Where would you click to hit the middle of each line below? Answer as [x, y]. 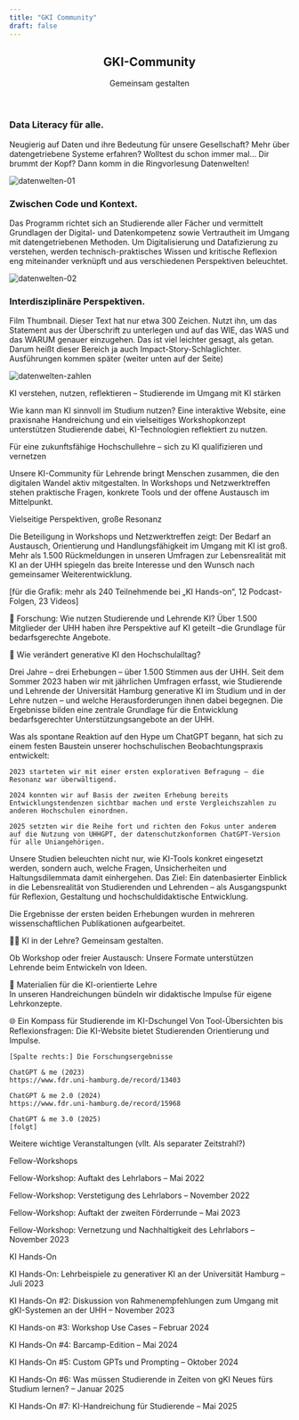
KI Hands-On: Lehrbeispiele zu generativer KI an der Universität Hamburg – [147, 1274]
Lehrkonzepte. [36, 1003]
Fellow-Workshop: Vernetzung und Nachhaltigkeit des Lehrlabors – [132, 1230]
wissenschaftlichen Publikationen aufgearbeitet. [97, 923]
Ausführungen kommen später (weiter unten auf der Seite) [117, 359]
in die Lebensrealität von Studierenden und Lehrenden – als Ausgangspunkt [148, 887]
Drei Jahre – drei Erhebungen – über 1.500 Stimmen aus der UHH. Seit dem [147, 672]
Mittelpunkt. [31, 502]
